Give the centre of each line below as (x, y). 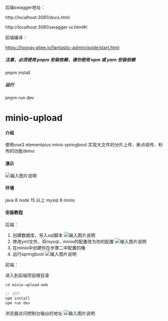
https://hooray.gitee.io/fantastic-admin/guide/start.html (62, 47)
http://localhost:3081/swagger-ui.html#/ (46, 27)
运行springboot (28, 254)
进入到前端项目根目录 (27, 275)
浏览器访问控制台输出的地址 (34, 313)
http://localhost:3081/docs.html (38, 17)
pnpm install (18, 72)
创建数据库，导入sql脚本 (38, 235)
